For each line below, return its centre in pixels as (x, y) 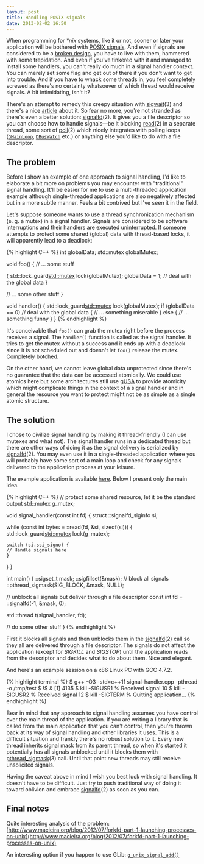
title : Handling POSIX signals (46, 18)
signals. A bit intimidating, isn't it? (48, 93)
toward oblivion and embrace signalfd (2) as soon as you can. (83, 789)
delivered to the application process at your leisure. (71, 467)
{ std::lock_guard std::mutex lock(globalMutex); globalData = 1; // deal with (99, 276)
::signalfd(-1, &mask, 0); (36, 603)
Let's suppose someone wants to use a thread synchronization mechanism (100, 214)
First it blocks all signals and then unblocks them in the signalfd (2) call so (98, 639)
